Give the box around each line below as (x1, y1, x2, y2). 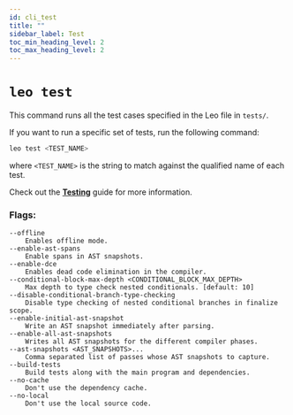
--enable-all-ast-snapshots (9, 329, 113, 339)
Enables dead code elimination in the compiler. (25, 267, 207, 277)
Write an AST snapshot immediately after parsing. (25, 322, 215, 331)
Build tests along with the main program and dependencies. (25, 368, 251, 377)
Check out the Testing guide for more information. (9, 187, 192, 197)
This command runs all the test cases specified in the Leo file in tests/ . (9, 110, 269, 120)
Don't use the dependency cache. (25, 384, 148, 393)
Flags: (9, 209, 37, 221)
